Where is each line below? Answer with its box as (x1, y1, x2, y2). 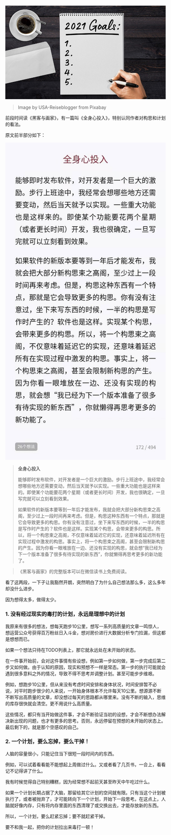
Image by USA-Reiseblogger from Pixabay (17, 104, 107, 110)
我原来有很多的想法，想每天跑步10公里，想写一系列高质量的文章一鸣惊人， (5, 623, 162, 629)
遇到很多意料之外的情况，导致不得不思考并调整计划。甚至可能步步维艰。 (5, 670, 157, 677)
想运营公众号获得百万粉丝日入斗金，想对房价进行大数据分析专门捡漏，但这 (5, 629, 161, 636)
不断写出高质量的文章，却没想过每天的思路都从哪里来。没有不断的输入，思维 (5, 694, 166, 700)
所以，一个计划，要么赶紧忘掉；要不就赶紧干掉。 (5, 813, 108, 819)
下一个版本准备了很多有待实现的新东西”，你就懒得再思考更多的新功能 (17, 551, 163, 557)
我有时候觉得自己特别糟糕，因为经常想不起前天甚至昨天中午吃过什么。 (5, 778, 153, 784)
